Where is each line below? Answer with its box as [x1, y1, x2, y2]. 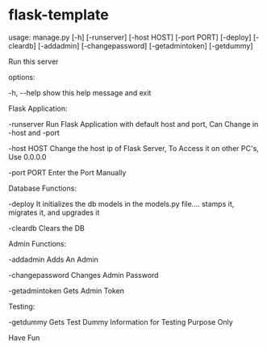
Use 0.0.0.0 [8, 152, 47, 162]
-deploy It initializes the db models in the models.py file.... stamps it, [8, 199, 235, 208]
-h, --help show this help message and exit [8, 87, 152, 98]
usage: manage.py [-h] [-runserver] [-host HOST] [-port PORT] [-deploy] [8, 32, 252, 42]
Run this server [8, 57, 59, 66]
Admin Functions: [8, 238, 67, 248]
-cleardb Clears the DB [8, 223, 85, 233]
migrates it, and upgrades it [8, 208, 100, 217]
